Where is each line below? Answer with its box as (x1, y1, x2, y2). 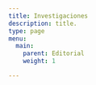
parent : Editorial (23, 49, 85, 57)
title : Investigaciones (8, 11, 89, 20)
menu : (8, 34, 27, 43)
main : (15, 42, 35, 50)
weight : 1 (23, 57, 56, 66)
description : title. (8, 19, 78, 28)
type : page (8, 27, 45, 35)
